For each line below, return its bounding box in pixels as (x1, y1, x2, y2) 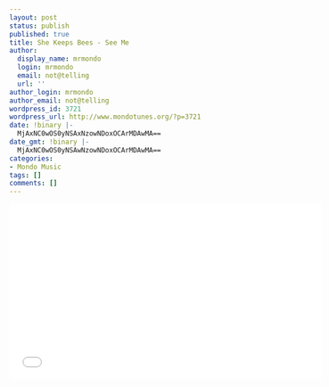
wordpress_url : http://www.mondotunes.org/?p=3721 (9, 112, 202, 121)
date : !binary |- (9, 121, 74, 130)
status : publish (9, 21, 70, 30)
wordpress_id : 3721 (9, 104, 82, 113)
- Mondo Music (9, 162, 62, 171)
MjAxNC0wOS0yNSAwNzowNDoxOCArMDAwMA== (17, 145, 162, 154)
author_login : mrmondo (9, 87, 94, 96)
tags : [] (9, 170, 42, 179)
